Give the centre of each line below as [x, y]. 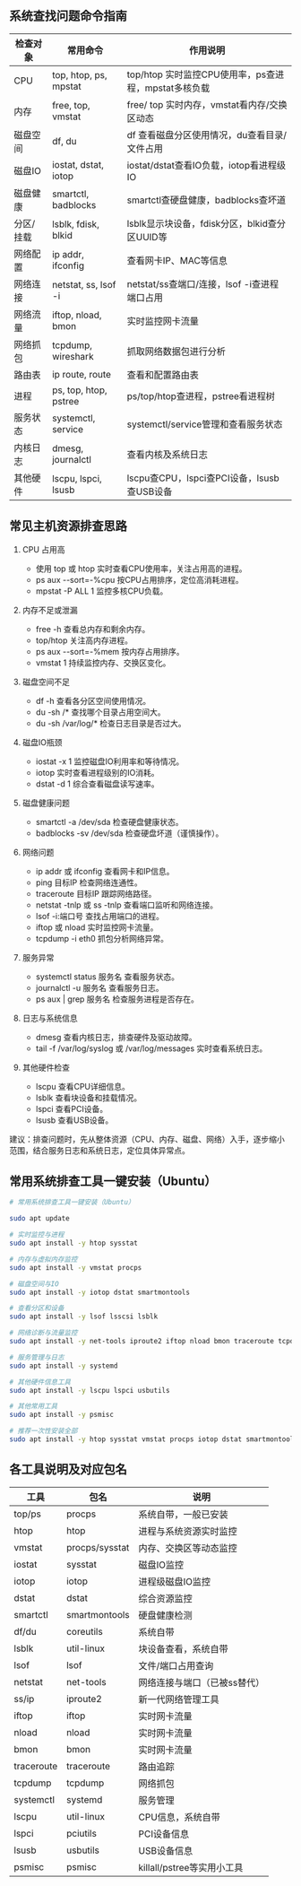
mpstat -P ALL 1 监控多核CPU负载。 [102, 591]
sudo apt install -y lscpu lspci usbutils [90, 1390]
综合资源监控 [165, 1598]
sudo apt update [39, 1219]
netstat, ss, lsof [84, 284]
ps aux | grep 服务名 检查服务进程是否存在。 [117, 999]
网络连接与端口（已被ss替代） [202, 1682]
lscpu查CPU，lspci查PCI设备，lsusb [203, 478]
